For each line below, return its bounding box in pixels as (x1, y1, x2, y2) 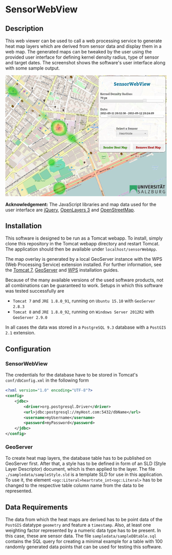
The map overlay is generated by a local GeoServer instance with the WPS (5, 256, 163, 262)
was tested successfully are (5, 288, 64, 294)
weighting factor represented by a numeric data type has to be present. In (5, 527, 161, 533)
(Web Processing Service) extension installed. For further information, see (5, 261, 162, 268)
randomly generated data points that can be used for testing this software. (5, 544, 162, 550)
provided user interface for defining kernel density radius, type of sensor (5, 54, 159, 60)
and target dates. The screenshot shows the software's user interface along (5, 60, 165, 65)
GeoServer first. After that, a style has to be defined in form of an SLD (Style (5, 460, 166, 467)
